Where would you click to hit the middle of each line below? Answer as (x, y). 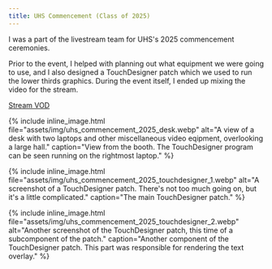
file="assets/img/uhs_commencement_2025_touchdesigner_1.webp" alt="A (134, 180)
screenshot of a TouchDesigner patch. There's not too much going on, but (133, 189)
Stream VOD (29, 105)
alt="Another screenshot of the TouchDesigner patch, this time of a (121, 230)
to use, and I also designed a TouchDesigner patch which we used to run (130, 72)
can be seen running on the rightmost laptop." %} (91, 155)
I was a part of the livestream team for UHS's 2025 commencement (121, 39)
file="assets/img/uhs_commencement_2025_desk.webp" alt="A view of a (131, 129)
